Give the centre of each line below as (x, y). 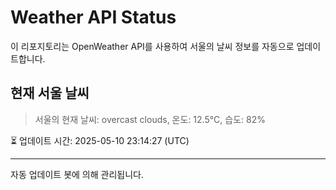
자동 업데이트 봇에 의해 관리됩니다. (77, 174)
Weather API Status (93, 17)
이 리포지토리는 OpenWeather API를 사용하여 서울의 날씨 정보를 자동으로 (152, 46)
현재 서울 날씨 (50, 93)
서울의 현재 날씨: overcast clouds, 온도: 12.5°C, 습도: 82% (150, 119)
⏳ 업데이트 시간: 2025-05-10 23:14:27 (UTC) (100, 140)
